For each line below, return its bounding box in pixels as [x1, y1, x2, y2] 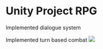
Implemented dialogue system [5, 24, 81, 31]
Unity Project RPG [5, 4, 98, 18]
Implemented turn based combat [5, 36, 87, 43]
